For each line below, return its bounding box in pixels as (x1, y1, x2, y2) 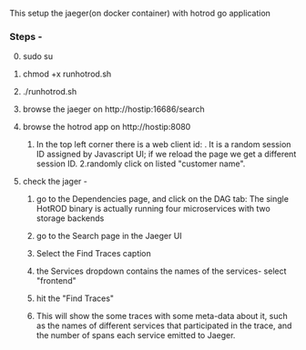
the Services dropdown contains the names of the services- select (36, 265, 287, 276)
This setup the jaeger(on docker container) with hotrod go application (9, 8, 271, 18)
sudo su (22, 51, 54, 62)
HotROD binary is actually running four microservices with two (36, 204, 270, 215)
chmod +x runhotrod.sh (22, 68, 112, 80)
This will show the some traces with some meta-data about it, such (36, 311, 289, 322)
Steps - (9, 30, 43, 43)
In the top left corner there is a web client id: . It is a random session (36, 139, 291, 150)
